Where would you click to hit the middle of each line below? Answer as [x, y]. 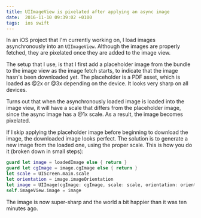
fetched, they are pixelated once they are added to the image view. [89, 53]
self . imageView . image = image [44, 190]
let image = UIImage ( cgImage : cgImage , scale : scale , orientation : [92, 185]
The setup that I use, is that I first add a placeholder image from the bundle [98, 64]
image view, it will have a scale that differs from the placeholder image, [94, 108]
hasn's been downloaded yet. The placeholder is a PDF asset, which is [93, 77]
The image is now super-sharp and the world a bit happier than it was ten [97, 202]
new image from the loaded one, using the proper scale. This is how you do [99, 145]
